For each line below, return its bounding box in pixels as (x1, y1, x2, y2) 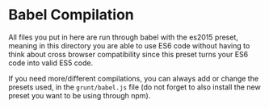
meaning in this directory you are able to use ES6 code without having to (8, 40, 250, 50)
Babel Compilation (8, 6, 135, 24)
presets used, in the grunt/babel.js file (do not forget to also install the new (8, 82, 261, 92)
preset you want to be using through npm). (8, 90, 151, 100)
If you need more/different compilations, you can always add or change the (8, 73, 259, 83)
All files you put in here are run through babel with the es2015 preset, (8, 32, 238, 42)
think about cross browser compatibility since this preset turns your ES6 (8, 49, 249, 59)
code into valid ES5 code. (8, 58, 94, 68)
